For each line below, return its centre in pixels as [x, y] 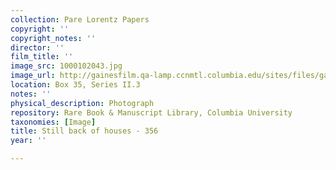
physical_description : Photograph [82, 103]
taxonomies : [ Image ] [53, 122]
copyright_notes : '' [53, 38]
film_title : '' [42, 57]
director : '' [37, 47]
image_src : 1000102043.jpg [66, 66]
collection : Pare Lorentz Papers [80, 19]
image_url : [33, 76]
